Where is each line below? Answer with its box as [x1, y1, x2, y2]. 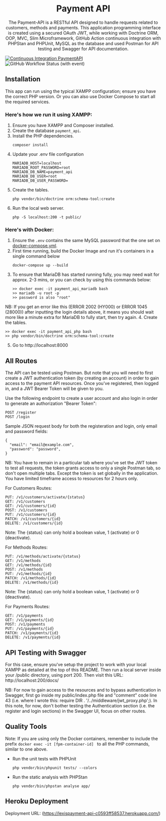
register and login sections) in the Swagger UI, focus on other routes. [5, 708, 146, 714]
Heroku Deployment [5, 797, 68, 806]
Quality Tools [5, 722, 47, 731]
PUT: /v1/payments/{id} [5, 626, 55, 632]
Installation [5, 75, 41, 83]
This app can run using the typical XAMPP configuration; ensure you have [5, 88, 156, 94]
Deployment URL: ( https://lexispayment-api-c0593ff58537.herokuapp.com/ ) [5, 810, 161, 816]
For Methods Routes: [5, 544, 48, 551]
